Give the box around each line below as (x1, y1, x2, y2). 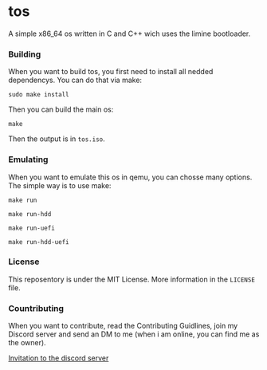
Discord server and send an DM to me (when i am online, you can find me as (8, 329, 260, 339)
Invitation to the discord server (8, 353, 109, 363)
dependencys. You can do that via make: (8, 75, 142, 85)
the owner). (8, 338, 46, 348)
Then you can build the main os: (8, 104, 114, 114)
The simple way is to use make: (8, 180, 112, 190)
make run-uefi (8, 224, 56, 232)
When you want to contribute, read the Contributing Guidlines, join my (8, 321, 238, 331)
